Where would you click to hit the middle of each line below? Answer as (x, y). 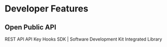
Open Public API (30, 27)
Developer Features (47, 9)
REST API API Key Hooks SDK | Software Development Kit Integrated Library (83, 39)
